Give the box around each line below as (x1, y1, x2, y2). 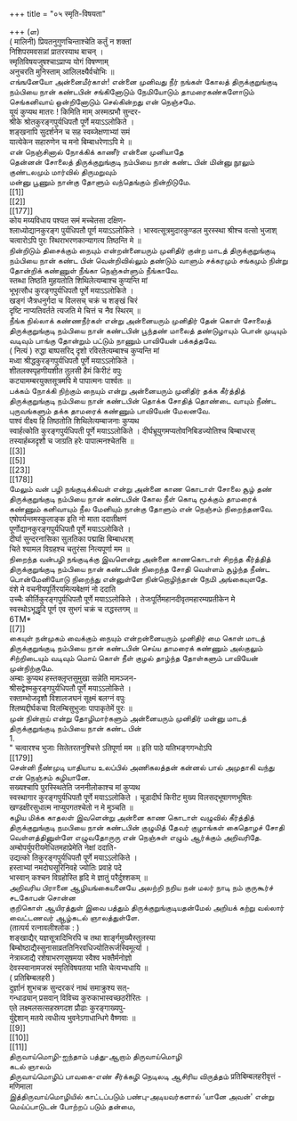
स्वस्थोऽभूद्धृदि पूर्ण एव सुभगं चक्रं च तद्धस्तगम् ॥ (9, 604, 138, 614)
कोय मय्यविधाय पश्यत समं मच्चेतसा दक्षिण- (9, 215, 127, 225)
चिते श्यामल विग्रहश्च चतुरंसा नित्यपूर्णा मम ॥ (9, 544, 131, 554)
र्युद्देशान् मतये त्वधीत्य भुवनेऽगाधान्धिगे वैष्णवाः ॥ (9, 1012, 136, 1023)
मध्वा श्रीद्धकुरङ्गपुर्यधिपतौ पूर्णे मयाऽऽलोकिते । (9, 356, 135, 365)
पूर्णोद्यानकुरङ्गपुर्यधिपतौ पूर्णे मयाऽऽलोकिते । (9, 524, 132, 534)
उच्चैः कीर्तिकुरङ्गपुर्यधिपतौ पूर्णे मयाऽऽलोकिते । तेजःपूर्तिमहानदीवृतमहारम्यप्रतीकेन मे (9, 593, 236, 604)
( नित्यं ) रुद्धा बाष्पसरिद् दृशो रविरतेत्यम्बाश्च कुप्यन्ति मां (9, 346, 160, 356)
